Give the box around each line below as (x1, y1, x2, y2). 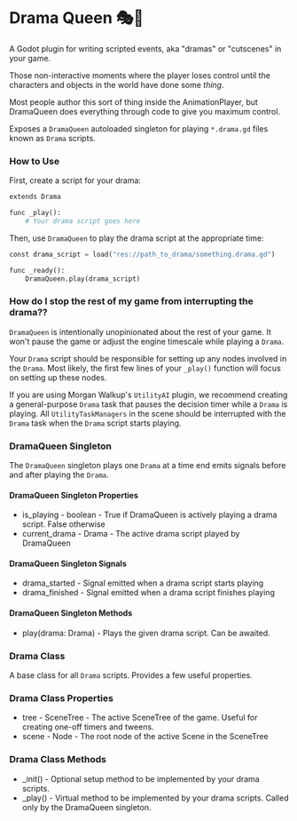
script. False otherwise (21, 519, 106, 530)
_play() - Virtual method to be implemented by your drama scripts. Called (21, 793, 289, 803)
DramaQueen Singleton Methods (9, 608, 133, 618)
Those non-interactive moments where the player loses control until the (9, 69, 270, 81)
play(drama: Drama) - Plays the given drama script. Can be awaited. (21, 627, 270, 638)
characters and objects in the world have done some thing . (9, 79, 224, 90)
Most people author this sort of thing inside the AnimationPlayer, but (9, 96, 259, 108)
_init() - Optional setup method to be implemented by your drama (21, 773, 260, 784)
